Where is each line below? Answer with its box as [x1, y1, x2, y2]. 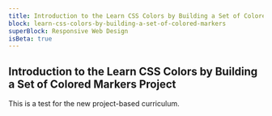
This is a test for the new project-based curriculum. [8, 99, 180, 109]
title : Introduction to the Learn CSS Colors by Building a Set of [8, 11, 241, 20]
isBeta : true [8, 34, 53, 43]
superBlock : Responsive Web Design [8, 27, 129, 35]
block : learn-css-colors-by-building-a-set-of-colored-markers [8, 19, 227, 28]
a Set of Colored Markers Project [8, 77, 176, 91]
